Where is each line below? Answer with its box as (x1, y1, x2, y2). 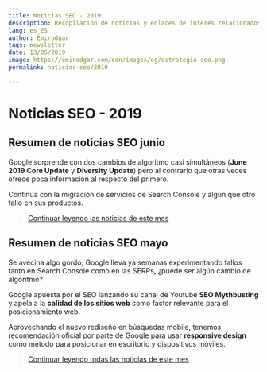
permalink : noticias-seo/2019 (8, 64, 109, 72)
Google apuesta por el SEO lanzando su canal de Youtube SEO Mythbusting (8, 289, 259, 299)
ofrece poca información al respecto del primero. (8, 174, 169, 184)
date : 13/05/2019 (8, 48, 66, 56)
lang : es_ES (8, 26, 48, 34)
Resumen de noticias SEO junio (8, 136, 165, 149)
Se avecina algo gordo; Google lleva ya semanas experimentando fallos (8, 258, 242, 267)
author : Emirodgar (8, 33, 69, 42)
